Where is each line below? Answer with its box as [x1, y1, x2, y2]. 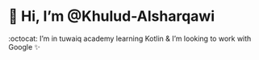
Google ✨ [8, 42, 40, 51]
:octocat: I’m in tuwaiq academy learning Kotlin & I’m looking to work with [8, 34, 252, 43]
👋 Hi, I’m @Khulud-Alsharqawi [8, 7, 215, 26]
